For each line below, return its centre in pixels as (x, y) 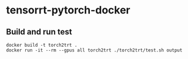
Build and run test (39, 32)
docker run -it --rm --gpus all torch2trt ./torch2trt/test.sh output (94, 50)
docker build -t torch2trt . (42, 45)
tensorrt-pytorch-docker (68, 10)
